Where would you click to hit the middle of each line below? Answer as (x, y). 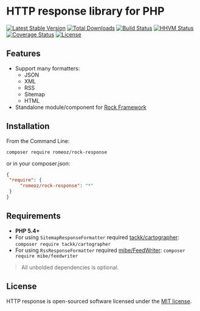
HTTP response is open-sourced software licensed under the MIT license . (99, 301)
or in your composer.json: (38, 163)
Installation (28, 126)
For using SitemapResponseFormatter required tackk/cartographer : (97, 237)
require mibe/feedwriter (47, 256)
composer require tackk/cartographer (63, 244)
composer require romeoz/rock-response (57, 152)
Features (23, 54)
